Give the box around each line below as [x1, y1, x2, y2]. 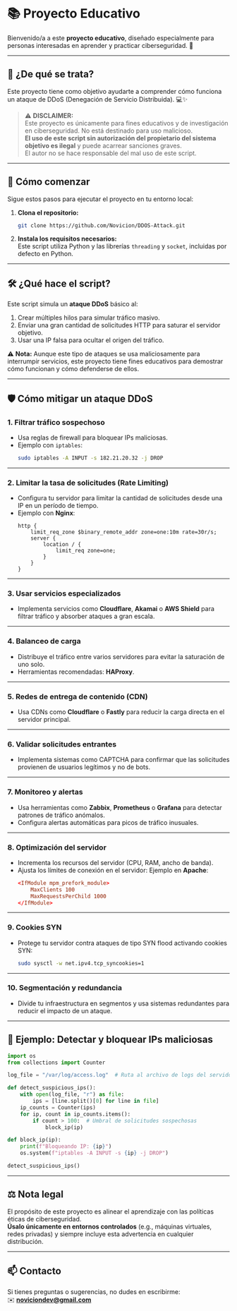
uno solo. [17, 660, 45, 668]
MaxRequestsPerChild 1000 [30, 893, 107, 900]
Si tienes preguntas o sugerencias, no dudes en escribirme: [7, 1287, 181, 1295]
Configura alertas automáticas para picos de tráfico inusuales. [17, 818, 199, 826]
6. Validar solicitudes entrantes [7, 739, 117, 749]
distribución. [7, 1237, 44, 1245]
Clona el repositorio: [17, 208, 79, 217]
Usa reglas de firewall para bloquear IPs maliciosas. [17, 433, 168, 442]
